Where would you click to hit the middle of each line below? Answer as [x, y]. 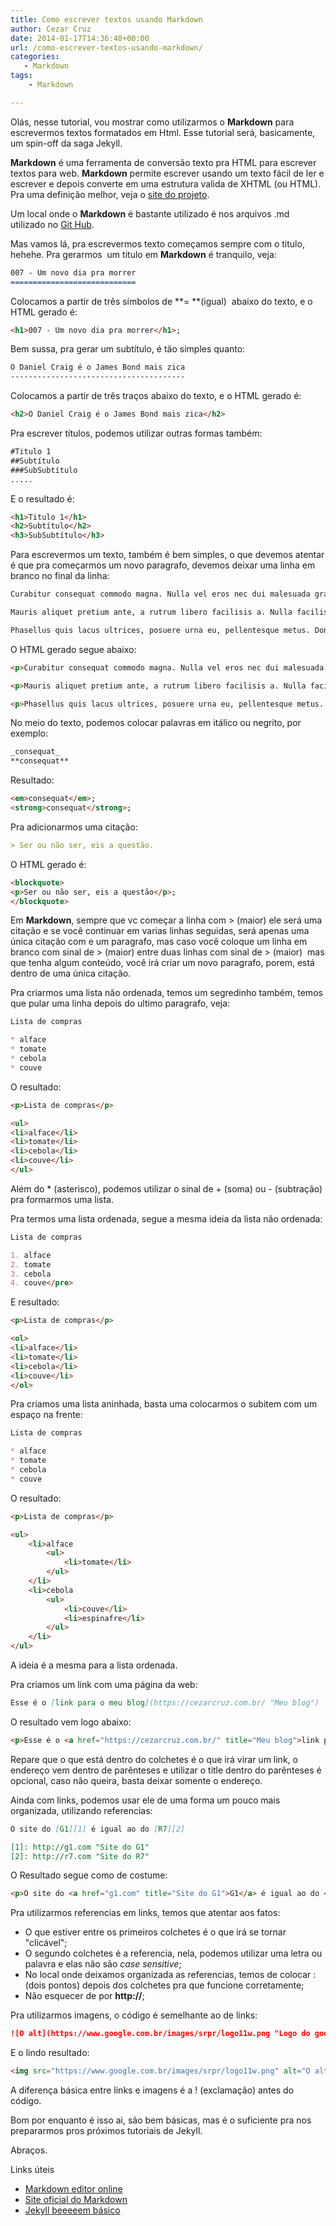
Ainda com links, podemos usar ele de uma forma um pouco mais [145, 1800]
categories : [35, 57]
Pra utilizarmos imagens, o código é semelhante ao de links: [134, 2015]
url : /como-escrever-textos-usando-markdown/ [106, 47]
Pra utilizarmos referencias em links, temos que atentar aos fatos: [145, 1913]
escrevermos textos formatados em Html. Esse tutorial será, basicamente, [163, 132]
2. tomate [31, 1264]
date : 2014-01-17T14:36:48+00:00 [80, 38]
